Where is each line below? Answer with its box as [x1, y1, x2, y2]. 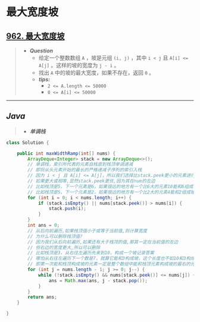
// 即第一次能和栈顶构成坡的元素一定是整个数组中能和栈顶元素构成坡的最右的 [27, 261, 190, 267]
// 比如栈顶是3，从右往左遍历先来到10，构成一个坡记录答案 [27, 250, 155, 256]
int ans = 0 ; [27, 223, 60, 229]
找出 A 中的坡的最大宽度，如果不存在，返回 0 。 [38, 69, 155, 76]
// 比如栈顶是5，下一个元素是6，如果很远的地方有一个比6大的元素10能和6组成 [27, 183, 193, 189]
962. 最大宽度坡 [6, 31, 65, 41]
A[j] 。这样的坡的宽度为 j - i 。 [38, 62, 120, 68]
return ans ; [27, 294, 58, 301]
